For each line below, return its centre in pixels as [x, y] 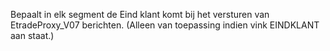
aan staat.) [32, 35]
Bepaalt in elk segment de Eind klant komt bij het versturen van [140, 14]
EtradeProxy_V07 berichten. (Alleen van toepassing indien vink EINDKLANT [165, 25]
